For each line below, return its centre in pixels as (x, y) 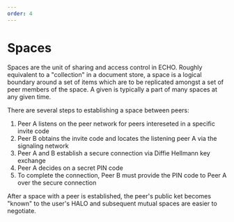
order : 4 (20, 14)
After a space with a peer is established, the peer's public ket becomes (109, 196)
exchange (32, 160)
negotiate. (22, 211)
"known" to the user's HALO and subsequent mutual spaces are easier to (112, 203)
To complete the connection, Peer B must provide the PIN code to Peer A (122, 175)
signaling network (43, 146)
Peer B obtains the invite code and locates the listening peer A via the (117, 138)
